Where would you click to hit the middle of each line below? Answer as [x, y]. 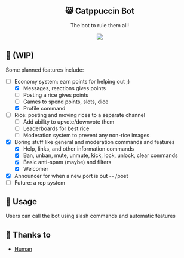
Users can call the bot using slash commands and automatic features [91, 216]
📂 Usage [21, 202]
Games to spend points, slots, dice [66, 102]
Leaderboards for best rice [56, 128]
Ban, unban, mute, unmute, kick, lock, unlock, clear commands [100, 155]
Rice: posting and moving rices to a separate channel [80, 115]
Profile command [44, 108]
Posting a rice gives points [56, 95]
